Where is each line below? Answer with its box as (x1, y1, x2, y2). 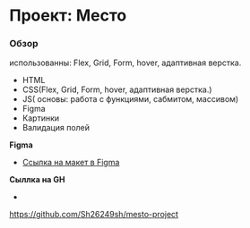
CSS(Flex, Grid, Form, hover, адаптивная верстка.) (22, 84, 212, 95)
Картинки (22, 113, 60, 123)
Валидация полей (22, 122, 91, 133)
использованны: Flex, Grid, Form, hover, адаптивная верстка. (9, 57, 242, 68)
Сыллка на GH (9, 174, 65, 185)
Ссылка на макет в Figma (22, 157, 120, 168)
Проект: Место (9, 5, 127, 26)
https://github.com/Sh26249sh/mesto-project (9, 209, 179, 220)
